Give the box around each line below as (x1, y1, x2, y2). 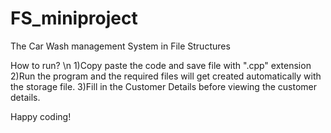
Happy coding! (10, 110, 72, 122)
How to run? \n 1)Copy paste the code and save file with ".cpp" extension (10, 59, 312, 71)
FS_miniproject (10, 7, 138, 30)
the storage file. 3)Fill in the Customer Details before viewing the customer (10, 80, 318, 92)
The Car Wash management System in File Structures (10, 40, 231, 52)
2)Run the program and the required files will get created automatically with (10, 70, 322, 82)
